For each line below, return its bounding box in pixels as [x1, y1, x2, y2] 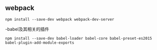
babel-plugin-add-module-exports [5, 40, 75, 45]
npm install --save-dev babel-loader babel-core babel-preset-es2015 [5, 36, 153, 41]
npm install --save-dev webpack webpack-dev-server [5, 17, 114, 22]
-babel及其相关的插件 [5, 26, 50, 32]
